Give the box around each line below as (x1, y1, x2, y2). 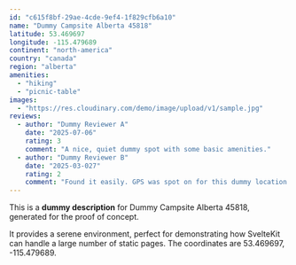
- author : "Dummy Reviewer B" (17, 152, 129, 162)
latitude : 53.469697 (9, 29, 86, 38)
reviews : (9, 112, 42, 121)
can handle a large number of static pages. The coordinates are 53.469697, (9, 238, 285, 249)
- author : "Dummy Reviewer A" (17, 121, 129, 129)
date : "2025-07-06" (25, 129, 97, 137)
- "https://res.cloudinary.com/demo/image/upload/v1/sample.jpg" (17, 104, 264, 113)
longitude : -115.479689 (9, 37, 97, 47)
